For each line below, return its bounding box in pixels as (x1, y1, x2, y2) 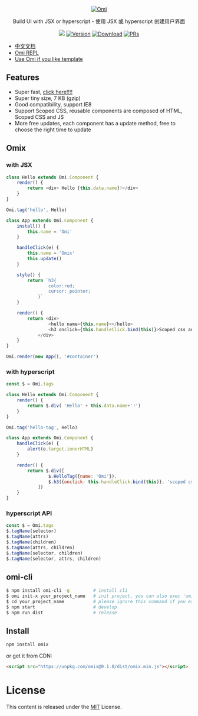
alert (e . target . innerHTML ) (27, 446, 94, 452)
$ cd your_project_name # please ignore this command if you (6, 599, 186, 605)
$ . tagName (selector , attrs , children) (6, 556, 101, 562)
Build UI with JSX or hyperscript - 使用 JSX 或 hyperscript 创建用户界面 (12, 18, 186, 25)
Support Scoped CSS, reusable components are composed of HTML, (14, 107, 183, 114)
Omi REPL (14, 49, 39, 56)
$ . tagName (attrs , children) (6, 545, 75, 550)
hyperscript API (6, 509, 52, 517)
